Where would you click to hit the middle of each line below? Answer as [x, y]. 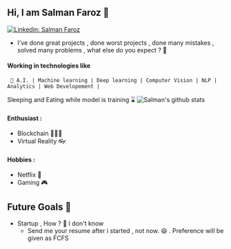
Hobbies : [21, 159]
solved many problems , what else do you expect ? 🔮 [92, 50]
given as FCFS [48, 238]
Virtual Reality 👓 [41, 141]
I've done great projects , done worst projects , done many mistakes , [115, 43]
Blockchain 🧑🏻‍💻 [40, 133]
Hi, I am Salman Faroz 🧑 [58, 13]
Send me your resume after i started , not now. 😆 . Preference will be [125, 231]
